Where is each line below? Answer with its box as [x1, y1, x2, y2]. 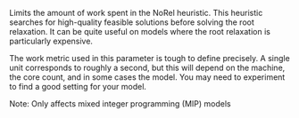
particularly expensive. [9, 35, 94, 46]
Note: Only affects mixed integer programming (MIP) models [9, 98, 231, 109]
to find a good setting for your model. [9, 82, 147, 91]
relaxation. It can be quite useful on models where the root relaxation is [9, 27, 270, 36]
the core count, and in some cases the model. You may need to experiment [9, 72, 286, 83]
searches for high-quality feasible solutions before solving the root [9, 17, 254, 28]
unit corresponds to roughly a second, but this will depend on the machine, [9, 62, 286, 73]
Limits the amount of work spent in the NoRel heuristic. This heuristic [9, 8, 263, 18]
